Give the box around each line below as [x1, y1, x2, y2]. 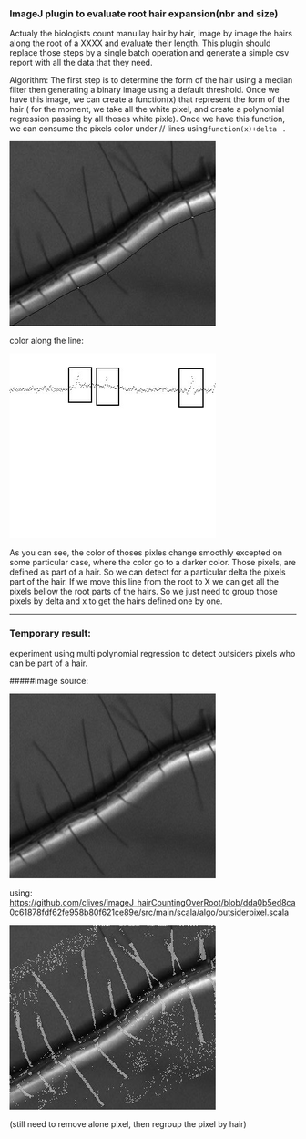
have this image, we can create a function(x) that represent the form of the [9, 94, 290, 105]
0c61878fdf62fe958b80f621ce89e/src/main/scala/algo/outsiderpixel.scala [9, 906, 290, 917]
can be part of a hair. [9, 658, 88, 668]
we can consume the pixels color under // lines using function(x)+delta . [9, 123, 286, 134]
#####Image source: [9, 675, 89, 686]
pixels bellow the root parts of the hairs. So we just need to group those [9, 586, 278, 597]
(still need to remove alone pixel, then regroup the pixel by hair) [9, 1118, 248, 1129]
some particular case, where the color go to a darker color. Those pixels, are [9, 557, 296, 568]
